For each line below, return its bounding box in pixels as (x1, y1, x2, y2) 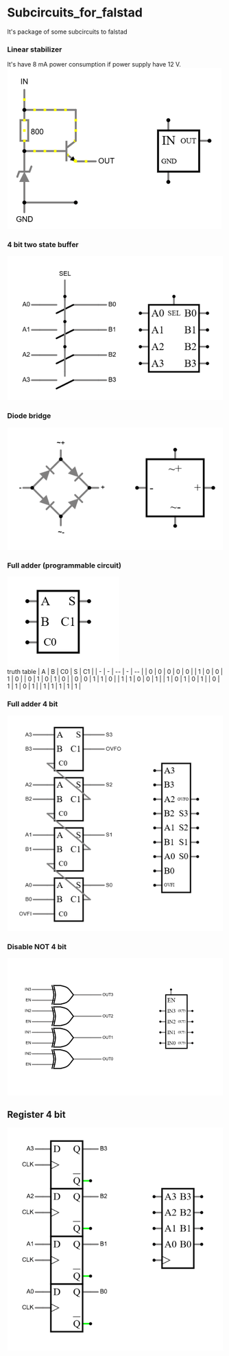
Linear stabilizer (7, 45, 62, 54)
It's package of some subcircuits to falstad (7, 27, 128, 36)
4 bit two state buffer (7, 240, 79, 250)
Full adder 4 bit (7, 699, 58, 709)
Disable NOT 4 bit (7, 942, 67, 951)
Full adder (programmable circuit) (7, 561, 122, 570)
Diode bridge (7, 411, 51, 421)
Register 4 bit (7, 1109, 67, 1121)
